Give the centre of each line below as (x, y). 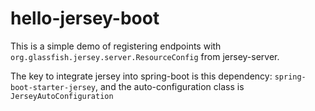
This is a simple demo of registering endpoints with (116, 46)
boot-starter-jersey (53, 87)
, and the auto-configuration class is (170, 86)
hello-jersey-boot (85, 18)
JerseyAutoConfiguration (62, 96)
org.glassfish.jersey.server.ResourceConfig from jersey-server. (145, 56)
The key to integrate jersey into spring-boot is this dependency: (141, 76)
